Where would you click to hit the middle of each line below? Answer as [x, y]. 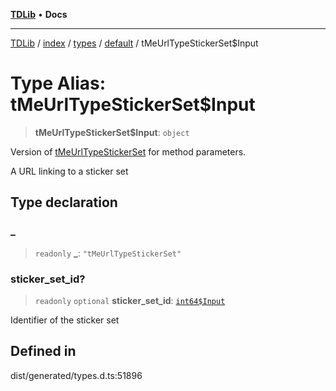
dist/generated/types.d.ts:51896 [76, 375]
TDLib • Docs [39, 14]
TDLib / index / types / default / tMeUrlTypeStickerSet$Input [134, 43]
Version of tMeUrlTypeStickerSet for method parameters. [128, 151]
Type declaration [64, 202]
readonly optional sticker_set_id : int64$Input [130, 300]
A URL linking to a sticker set [69, 171]
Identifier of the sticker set [65, 320]
